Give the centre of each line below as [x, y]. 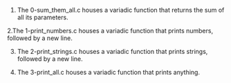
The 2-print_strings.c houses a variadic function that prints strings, [112, 52]
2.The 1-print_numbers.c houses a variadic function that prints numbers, [110, 31]
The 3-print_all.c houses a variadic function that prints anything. [109, 72]
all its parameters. [43, 17]
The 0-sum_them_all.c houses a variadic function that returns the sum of [121, 10]
